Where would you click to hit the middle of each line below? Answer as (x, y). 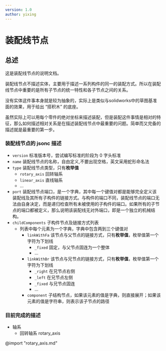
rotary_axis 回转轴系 (41, 174)
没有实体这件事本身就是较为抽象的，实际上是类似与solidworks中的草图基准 (81, 100)
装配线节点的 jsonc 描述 (33, 143)
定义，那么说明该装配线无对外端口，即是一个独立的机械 (95, 210)
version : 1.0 (19, 10)
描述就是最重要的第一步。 (31, 129)
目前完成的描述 (23, 315)
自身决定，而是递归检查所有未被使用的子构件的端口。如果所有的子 (88, 204)
